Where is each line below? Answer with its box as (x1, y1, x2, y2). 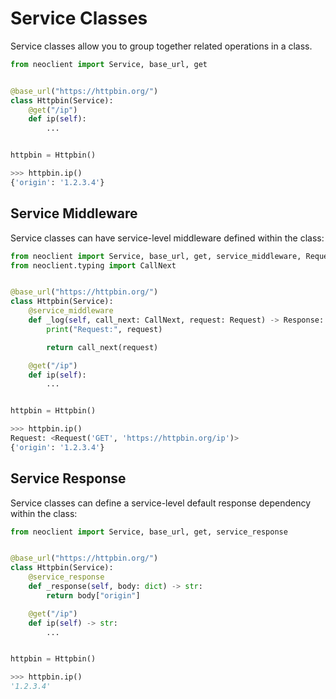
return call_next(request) (46, 342, 159, 352)
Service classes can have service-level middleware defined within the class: (10, 232, 325, 244)
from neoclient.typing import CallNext (10, 260, 177, 271)
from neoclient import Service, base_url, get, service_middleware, (10, 251, 302, 261)
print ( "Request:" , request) (46, 324, 163, 334)
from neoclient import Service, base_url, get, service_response (10, 527, 288, 537)
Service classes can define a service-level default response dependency (10, 497, 312, 509)
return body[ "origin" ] (46, 590, 141, 601)
